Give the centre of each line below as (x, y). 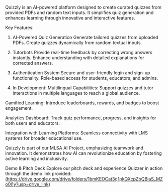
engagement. (19, 108)
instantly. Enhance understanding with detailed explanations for (78, 58)
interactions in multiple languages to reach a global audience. (76, 93)
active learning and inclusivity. (37, 158)
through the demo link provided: (38, 173)
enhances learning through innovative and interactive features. (70, 18)
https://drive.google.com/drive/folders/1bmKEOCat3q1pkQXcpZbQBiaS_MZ (85, 179)
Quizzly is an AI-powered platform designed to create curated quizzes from (83, 7)
